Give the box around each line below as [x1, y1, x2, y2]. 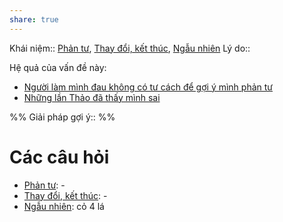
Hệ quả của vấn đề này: [9, 61, 107, 73]
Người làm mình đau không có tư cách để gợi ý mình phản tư [23, 81, 273, 93]
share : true [9, 14, 59, 25]
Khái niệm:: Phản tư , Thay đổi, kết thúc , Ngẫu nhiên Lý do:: [9, 42, 251, 54]
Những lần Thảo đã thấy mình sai [23, 91, 161, 103]
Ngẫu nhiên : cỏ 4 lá [23, 200, 105, 212]
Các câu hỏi [9, 146, 110, 168]
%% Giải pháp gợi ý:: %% [9, 111, 116, 123]
